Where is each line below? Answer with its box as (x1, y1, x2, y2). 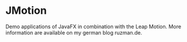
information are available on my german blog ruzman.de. (5, 29, 142, 36)
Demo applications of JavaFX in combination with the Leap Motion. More (5, 23, 182, 30)
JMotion (5, 4, 47, 17)
